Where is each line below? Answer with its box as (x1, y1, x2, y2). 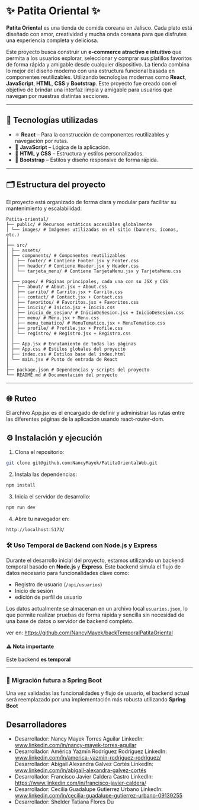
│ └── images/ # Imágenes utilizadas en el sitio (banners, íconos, (6, 227, 179, 233)
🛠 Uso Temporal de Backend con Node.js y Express (6, 541, 158, 549)
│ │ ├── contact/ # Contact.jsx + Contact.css (6, 294, 123, 300)
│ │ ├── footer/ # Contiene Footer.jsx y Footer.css (6, 258, 139, 263)
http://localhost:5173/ (6, 526, 65, 532)
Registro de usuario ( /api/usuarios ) (14, 580, 102, 588)
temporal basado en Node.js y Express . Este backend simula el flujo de (6, 563, 181, 570)
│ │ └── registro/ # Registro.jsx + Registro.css (6, 331, 131, 336)
